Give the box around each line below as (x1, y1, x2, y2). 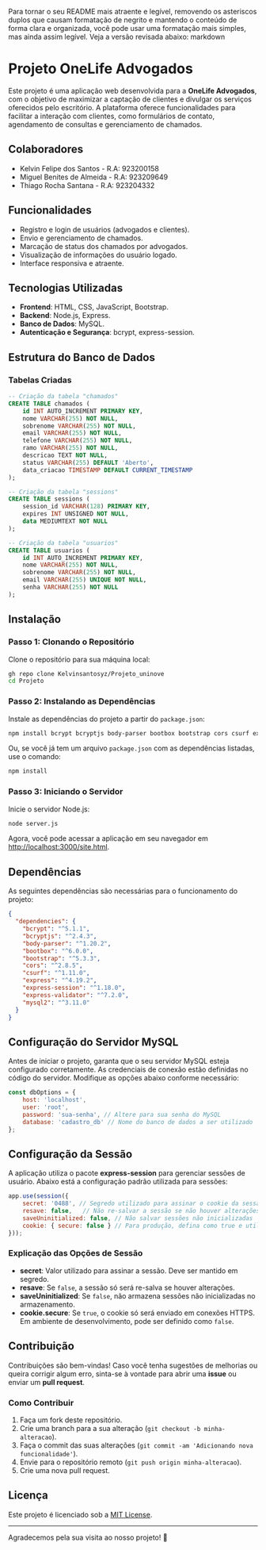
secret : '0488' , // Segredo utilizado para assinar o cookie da (22, 1199, 239, 1208)
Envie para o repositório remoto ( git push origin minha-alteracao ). (19, 1457, 242, 1467)
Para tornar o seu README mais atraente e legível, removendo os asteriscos (8, 7, 257, 16)
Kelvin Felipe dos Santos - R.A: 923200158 (19, 163, 160, 173)
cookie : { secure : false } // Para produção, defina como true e (22, 1222, 243, 1230)
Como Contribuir (8, 1397, 74, 1408)
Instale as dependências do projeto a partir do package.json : (8, 714, 206, 723)
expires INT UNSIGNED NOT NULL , (22, 510, 129, 518)
